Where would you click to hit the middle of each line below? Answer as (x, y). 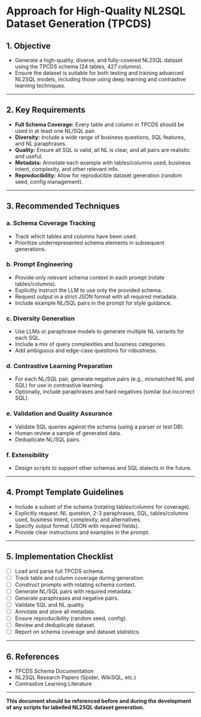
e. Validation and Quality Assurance (59, 414)
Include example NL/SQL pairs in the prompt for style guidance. (93, 303)
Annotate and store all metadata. (55, 611)
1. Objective (28, 46)
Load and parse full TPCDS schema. (60, 571)
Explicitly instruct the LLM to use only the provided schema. (89, 290)
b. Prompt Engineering (39, 265)
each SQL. (28, 338)
